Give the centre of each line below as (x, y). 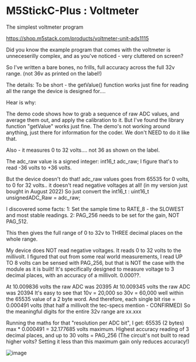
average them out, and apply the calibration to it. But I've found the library (95, 120)
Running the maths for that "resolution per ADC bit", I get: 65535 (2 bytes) (95, 323)
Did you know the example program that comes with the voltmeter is (88, 49)
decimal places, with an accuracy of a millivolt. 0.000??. (73, 275)
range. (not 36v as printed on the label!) (54, 73)
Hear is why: (21, 102)
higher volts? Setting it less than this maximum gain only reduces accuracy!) (98, 341)
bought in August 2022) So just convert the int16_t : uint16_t (78, 191)
